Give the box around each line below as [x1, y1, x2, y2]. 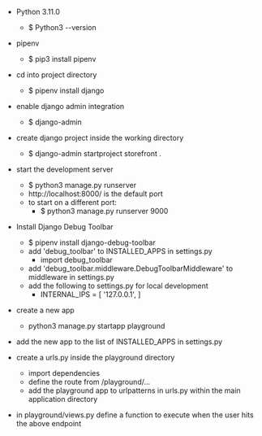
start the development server [15, 164, 114, 174]
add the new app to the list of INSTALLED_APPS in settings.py [15, 337, 223, 347]
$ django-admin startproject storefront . [28, 149, 162, 158]
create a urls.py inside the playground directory [15, 353, 175, 362]
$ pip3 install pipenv [28, 54, 97, 63]
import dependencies [28, 368, 100, 377]
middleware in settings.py [28, 272, 115, 281]
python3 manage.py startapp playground [28, 321, 165, 330]
